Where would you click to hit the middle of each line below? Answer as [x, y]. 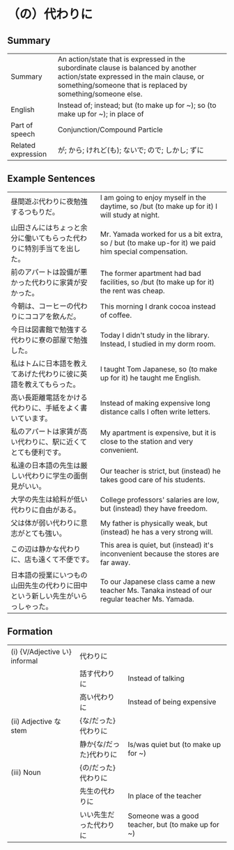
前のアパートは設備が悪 [49, 272]
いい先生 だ [97, 814]
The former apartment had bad [150, 273]
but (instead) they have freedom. [154, 508]
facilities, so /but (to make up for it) [157, 281]
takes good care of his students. [153, 479]
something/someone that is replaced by [123, 85]
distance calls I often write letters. [155, 412]
